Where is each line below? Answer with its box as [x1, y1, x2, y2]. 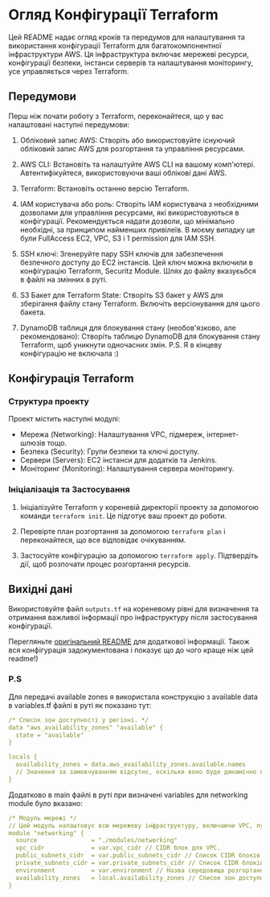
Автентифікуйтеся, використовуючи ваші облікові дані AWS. [19, 167, 227, 178]
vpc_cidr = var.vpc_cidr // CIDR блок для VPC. [15, 844, 221, 852]
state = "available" [15, 730, 84, 739]
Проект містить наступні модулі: [8, 414, 121, 424]
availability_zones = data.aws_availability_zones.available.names [15, 760, 247, 769]
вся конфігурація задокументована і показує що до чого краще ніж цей [8, 645, 254, 655]
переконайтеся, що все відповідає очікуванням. [19, 535, 186, 545]
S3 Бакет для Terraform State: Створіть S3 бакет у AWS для [19, 290, 223, 299]
